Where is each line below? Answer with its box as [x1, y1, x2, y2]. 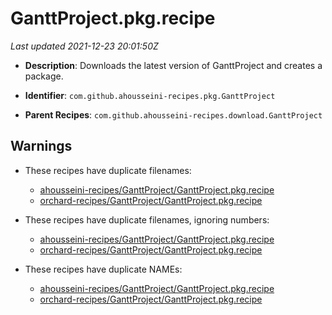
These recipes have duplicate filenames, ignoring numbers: [24, 213, 270, 226]
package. [24, 70, 64, 82]
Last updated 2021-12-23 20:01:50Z [10, 40, 159, 52]
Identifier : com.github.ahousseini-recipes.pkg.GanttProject [24, 89, 276, 101]
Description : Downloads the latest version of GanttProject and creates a [24, 59, 323, 71]
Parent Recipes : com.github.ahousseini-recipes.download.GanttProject [24, 108, 323, 121]
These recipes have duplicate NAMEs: [24, 263, 183, 275]
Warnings [10, 138, 73, 155]
